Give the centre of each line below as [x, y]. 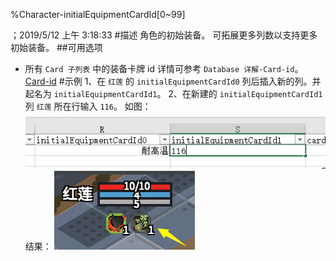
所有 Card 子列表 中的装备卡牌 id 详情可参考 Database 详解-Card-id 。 [164, 68]
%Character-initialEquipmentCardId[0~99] [98, 14]
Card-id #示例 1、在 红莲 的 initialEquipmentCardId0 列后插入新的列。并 [173, 81]
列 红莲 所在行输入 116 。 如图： [88, 106]
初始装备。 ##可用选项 [56, 47]
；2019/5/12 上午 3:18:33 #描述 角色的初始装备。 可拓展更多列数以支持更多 [164, 35]
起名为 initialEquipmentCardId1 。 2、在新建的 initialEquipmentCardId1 [173, 93]
